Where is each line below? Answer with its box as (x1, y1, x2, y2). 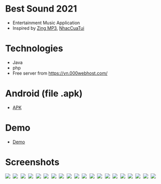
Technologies (5, 43, 64, 54)
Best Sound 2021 (5, 3, 77, 15)
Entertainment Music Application (12, 20, 80, 26)
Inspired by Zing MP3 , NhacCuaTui (12, 25, 84, 31)
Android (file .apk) (5, 88, 83, 99)
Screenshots (5, 156, 60, 168)
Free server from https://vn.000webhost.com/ (12, 70, 108, 76)
